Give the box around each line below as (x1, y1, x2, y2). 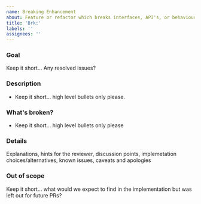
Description (6, 79, 41, 88)
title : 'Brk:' (6, 20, 42, 26)
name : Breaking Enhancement (6, 8, 77, 15)
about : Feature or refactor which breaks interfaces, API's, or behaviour (6, 14, 197, 20)
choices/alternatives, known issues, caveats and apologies (6, 157, 151, 164)
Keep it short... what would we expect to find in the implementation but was (6, 185, 193, 193)
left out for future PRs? (6, 191, 62, 199)
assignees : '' (6, 31, 42, 37)
